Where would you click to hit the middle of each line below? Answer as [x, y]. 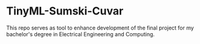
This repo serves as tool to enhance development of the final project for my [100, 28]
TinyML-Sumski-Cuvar [65, 11]
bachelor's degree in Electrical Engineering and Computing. [81, 34]
